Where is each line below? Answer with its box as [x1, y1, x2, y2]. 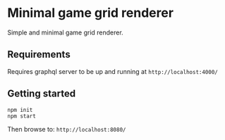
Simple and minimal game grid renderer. [7, 28, 123, 37]
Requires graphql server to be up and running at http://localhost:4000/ [7, 67, 219, 75]
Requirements [7, 49, 71, 61]
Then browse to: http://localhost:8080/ [7, 125, 126, 133]
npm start [7, 113, 37, 120]
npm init [7, 106, 33, 113]
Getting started [7, 88, 76, 100]
